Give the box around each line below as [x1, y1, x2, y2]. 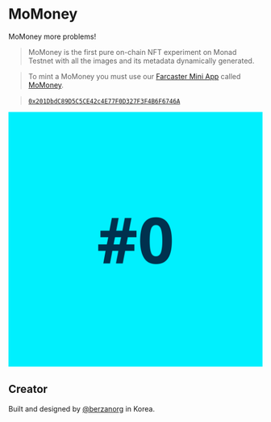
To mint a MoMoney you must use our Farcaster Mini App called [27, 71, 241, 81]
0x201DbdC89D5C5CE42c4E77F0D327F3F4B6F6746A [27, 97, 181, 105]
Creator [8, 382, 48, 396]
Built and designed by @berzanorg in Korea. [8, 403, 156, 413]
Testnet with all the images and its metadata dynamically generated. [27, 56, 255, 65]
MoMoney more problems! [8, 32, 97, 41]
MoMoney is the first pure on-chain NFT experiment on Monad [27, 47, 237, 57]
